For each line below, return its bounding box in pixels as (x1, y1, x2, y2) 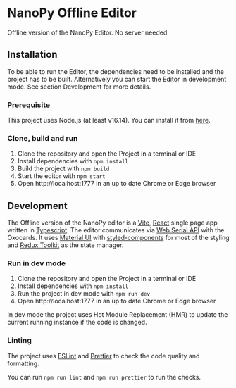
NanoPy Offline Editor (7, 5, 137, 21)
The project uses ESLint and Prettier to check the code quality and (7, 351, 200, 360)
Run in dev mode (7, 258, 66, 268)
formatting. (7, 359, 40, 368)
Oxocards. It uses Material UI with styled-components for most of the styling (7, 234, 230, 242)
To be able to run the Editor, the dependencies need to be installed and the (7, 67, 224, 75)
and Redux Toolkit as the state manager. (7, 241, 124, 249)
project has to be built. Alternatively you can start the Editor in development (7, 75, 227, 83)
